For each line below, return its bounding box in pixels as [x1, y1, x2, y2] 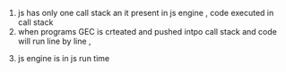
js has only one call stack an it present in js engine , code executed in [17, 8, 274, 18]
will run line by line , [17, 36, 91, 46]
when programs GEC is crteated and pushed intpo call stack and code [17, 27, 278, 36]
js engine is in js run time [17, 53, 110, 63]
